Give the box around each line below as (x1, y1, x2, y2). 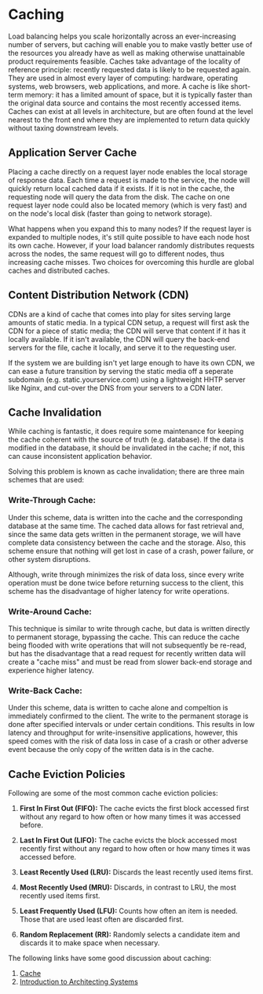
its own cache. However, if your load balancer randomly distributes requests (8, 240, 255, 250)
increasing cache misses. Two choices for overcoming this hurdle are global (8, 257, 254, 266)
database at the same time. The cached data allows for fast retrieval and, (8, 521, 245, 530)
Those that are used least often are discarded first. (19, 915, 184, 924)
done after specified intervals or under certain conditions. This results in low (8, 720, 255, 729)
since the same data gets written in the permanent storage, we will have (8, 529, 241, 539)
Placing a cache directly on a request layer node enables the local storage (8, 167, 248, 176)
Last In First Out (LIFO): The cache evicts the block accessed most (19, 835, 237, 845)
